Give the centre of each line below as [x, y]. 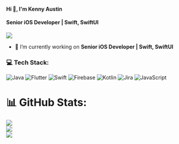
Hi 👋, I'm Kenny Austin [34, 9]
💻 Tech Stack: [28, 62]
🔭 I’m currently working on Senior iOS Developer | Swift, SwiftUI [94, 47]
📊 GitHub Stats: [47, 103]
